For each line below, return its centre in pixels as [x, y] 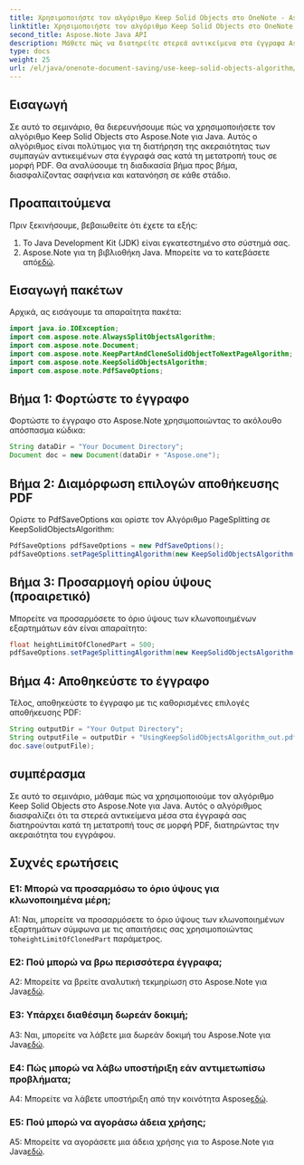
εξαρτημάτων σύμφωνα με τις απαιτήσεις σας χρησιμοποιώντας [131, 930]
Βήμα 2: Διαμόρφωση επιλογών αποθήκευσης [144, 484]
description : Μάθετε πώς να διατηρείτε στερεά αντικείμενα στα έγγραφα [147, 43]
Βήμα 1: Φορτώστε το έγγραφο [100, 399]
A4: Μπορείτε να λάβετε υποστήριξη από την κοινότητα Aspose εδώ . [139, 1099]
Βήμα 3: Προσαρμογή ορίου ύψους [111, 582]
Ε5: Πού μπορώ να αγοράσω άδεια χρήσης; [108, 1122]
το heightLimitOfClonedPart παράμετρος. [86, 939]
